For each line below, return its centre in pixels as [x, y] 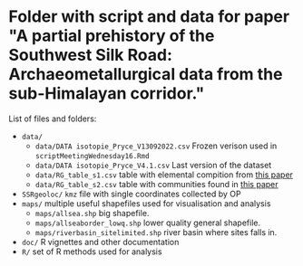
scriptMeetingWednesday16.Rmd [93, 156]
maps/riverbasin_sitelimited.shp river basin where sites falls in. [156, 232]
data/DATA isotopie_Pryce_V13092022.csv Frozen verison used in [156, 146]
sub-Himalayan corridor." [107, 94]
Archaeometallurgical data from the [146, 75]
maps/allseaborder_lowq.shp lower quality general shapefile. [147, 223]
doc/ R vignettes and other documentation [100, 242]
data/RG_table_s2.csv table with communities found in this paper [156, 184]
